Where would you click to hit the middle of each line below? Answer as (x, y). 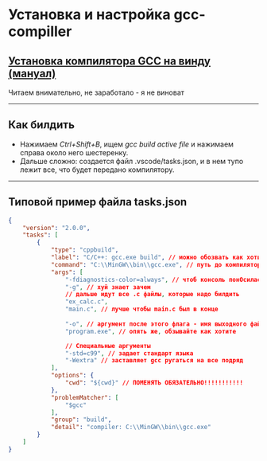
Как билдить (42, 125)
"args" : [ (67, 272)
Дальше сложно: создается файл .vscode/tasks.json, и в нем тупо (132, 161)
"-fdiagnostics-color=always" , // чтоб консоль (145, 279)
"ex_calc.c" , (87, 302)
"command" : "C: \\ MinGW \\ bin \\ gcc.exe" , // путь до (136, 264)
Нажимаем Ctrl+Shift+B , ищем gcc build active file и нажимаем (127, 144)
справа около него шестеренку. (74, 152)
